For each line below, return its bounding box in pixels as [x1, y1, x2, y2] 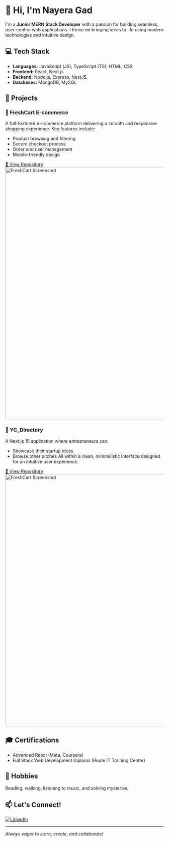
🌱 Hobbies [5, 772, 38, 780]
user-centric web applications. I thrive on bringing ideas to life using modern [5, 26, 164, 32]
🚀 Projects [5, 94, 38, 102]
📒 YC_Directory [5, 427, 44, 434]
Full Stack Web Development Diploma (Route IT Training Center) [12, 757, 146, 763]
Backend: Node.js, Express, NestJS [12, 74, 87, 80]
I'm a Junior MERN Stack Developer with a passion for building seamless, [5, 21, 159, 27]
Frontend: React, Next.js [12, 68, 64, 75]
